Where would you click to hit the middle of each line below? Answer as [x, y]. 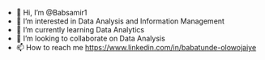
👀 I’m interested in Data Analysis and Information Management [120, 21]
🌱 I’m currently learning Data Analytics [80, 30]
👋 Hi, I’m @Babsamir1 [51, 13]
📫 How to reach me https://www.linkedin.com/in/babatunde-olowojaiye [136, 47]
